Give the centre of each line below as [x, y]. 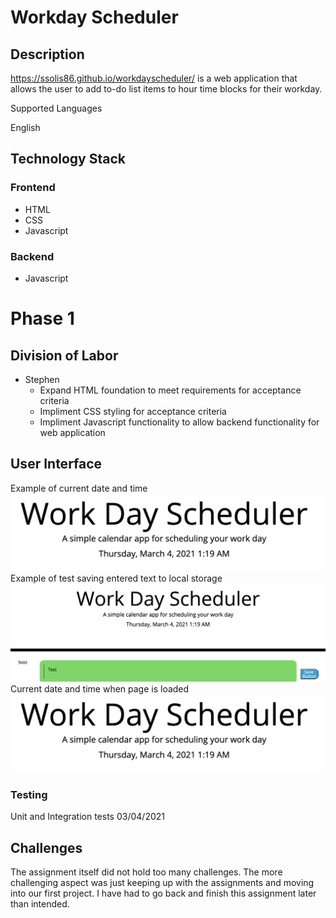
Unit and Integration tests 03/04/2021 [87, 817]
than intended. [40, 903]
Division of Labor [64, 355]
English [25, 127]
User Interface [56, 464]
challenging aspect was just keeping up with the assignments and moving [162, 882]
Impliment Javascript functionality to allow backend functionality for [179, 422]
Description [47, 54]
